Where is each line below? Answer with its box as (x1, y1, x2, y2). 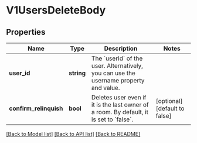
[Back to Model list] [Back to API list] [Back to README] (6, 131, 141, 137)
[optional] (155, 97, 183, 105)
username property (91, 77, 145, 84)
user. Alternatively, (91, 62, 144, 69)
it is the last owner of (91, 101, 150, 109)
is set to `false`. (91, 115, 134, 124)
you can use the (91, 69, 136, 77)
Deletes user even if (91, 94, 147, 101)
